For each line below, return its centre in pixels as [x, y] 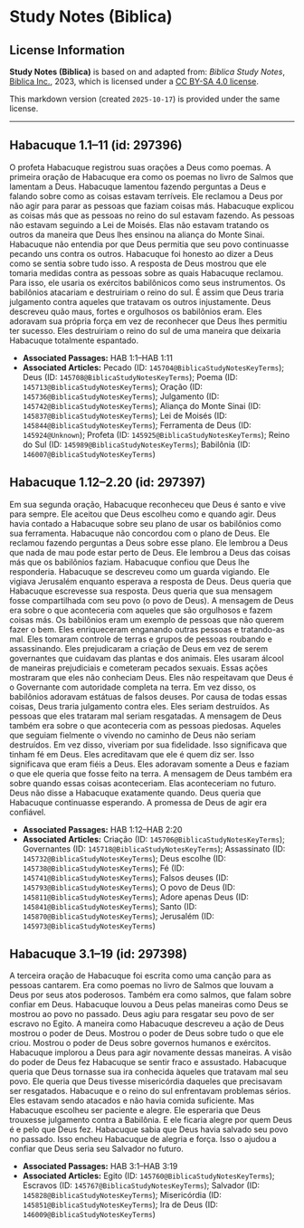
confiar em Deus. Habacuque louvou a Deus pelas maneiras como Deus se [149, 1004]
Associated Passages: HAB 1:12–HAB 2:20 [102, 829]
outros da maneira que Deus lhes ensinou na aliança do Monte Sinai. [137, 234]
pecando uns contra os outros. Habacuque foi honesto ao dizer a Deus [142, 253]
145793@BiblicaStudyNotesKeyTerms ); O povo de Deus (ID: [128, 887]
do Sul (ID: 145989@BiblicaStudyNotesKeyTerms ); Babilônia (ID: [136, 444]
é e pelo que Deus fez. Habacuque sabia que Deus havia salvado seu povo [149, 1129]
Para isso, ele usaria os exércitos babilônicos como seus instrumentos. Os [147, 282]
